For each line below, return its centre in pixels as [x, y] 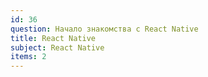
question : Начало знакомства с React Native [104, 29]
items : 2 [28, 57]
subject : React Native [57, 47]
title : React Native [53, 38]
